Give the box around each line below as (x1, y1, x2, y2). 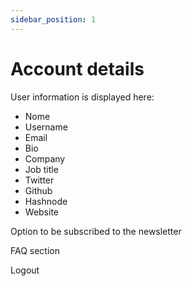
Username (24, 121, 68, 133)
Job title (24, 163, 59, 175)
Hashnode (24, 195, 68, 207)
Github (24, 184, 53, 196)
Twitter (24, 174, 55, 186)
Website (24, 206, 60, 218)
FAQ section (10, 244, 61, 256)
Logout (10, 264, 40, 276)
